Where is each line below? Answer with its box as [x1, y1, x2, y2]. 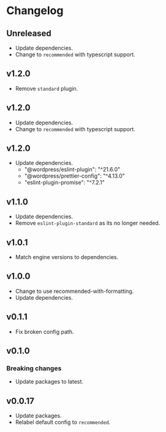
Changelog [6, 4, 64, 18]
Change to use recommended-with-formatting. [15, 287, 134, 295]
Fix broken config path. [15, 328, 74, 335]
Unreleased [6, 28, 52, 39]
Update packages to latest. [15, 378, 84, 385]
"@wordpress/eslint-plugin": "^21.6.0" [24, 166, 121, 173]
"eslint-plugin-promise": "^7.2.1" [24, 179, 105, 186]
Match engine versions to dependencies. [15, 254, 119, 261]
